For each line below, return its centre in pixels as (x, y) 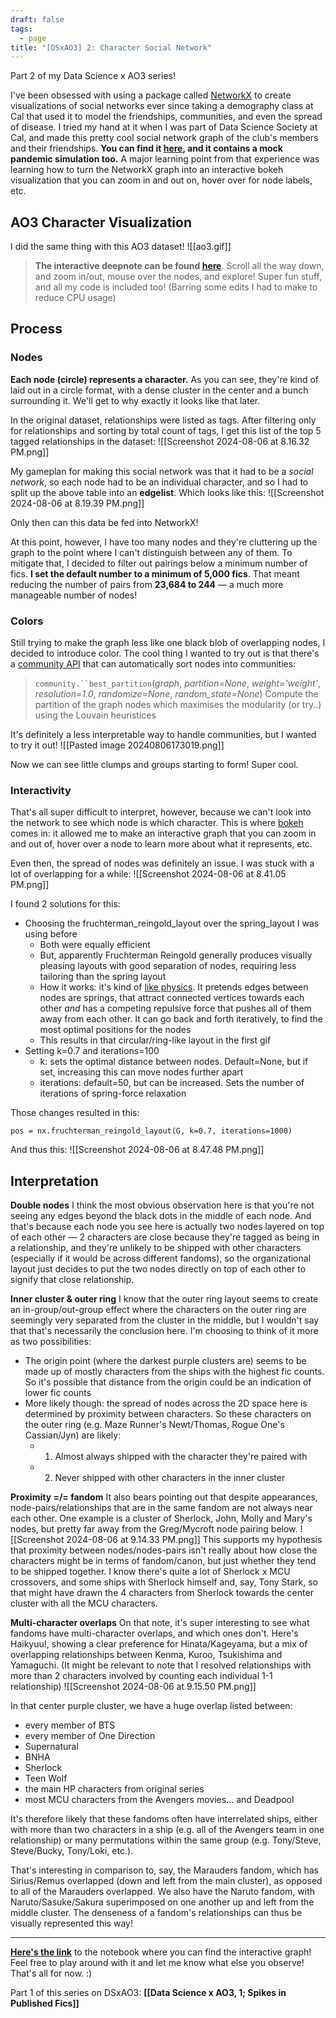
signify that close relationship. (72, 1280)
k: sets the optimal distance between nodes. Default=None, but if (174, 1062)
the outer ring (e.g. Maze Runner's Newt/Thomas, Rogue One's (154, 1425)
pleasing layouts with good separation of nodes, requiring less (168, 966)
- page (33, 38)
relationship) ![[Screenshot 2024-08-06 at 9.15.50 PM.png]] (133, 1687)
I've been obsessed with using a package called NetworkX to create (151, 95)
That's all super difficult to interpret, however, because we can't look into (161, 812)
